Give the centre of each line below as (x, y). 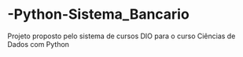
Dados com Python (39, 44)
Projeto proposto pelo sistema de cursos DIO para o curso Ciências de (121, 36)
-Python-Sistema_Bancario (98, 14)
